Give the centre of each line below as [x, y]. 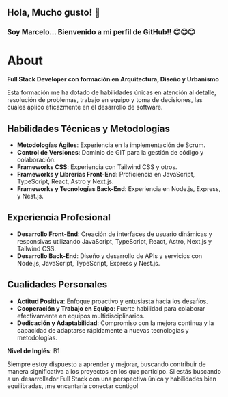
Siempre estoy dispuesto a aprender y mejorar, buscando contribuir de [106, 364]
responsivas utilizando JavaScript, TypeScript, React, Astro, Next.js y [114, 241]
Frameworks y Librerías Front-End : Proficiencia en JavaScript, [106, 175]
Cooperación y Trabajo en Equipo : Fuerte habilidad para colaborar [111, 308]
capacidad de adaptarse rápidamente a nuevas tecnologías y [103, 330]
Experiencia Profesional [59, 217]
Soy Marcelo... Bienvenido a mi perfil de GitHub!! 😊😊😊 [101, 32]
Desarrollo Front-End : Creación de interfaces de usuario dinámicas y [115, 234]
